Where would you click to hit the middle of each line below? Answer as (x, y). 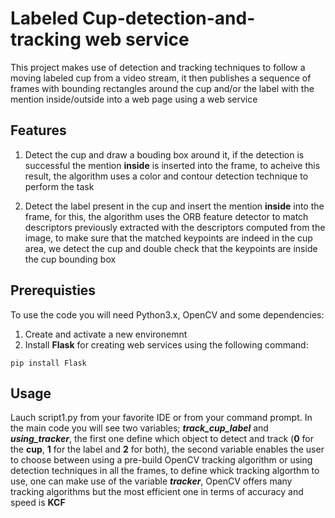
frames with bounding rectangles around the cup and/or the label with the (162, 88)
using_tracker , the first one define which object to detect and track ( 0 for (162, 439)
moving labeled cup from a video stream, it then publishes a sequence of (161, 78)
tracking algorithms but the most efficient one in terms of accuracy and (157, 492)
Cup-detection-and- (168, 18)
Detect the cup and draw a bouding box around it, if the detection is (164, 154)
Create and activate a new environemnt (106, 334)
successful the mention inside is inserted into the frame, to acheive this (172, 165)
